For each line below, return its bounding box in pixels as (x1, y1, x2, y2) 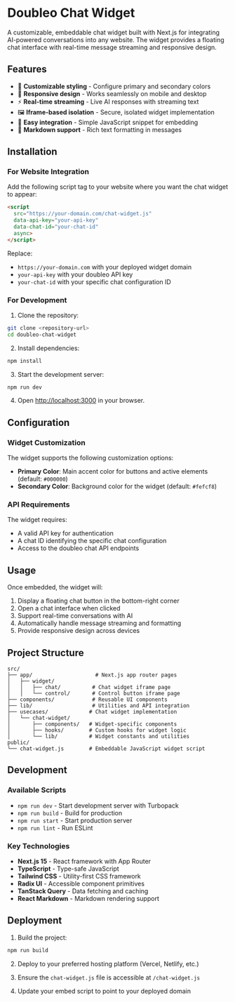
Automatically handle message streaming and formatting (17, 619, 181, 627)
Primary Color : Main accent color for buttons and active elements (17, 467, 208, 476)
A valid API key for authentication (17, 529, 114, 537)
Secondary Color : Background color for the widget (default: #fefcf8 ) (17, 482, 217, 490)
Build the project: (17, 933, 67, 942)
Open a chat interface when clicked (17, 604, 121, 613)
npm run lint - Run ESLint (17, 823, 93, 832)
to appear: (7, 190, 37, 199)
